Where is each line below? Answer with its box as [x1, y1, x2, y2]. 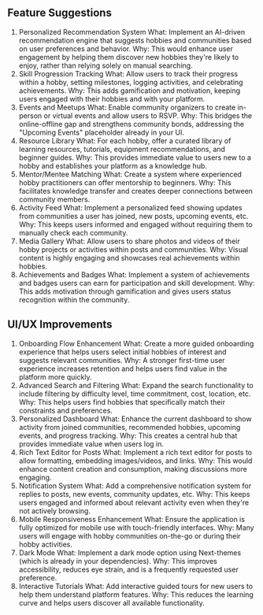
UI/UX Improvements [7, 318, 113, 332]
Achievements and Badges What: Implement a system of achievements [18, 269, 250, 279]
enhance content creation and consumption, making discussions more [18, 464, 247, 473]
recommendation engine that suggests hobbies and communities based [18, 35, 252, 45]
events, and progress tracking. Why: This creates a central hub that [18, 431, 238, 440]
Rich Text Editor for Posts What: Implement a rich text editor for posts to [18, 447, 253, 457]
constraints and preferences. [18, 406, 113, 415]
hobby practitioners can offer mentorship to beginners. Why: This [18, 177, 232, 187]
